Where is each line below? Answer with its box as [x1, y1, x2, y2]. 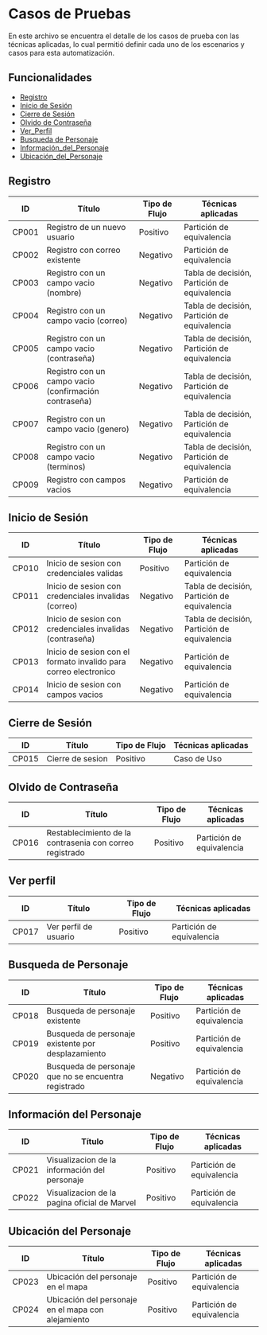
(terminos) [46, 461, 86, 472]
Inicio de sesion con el [46, 646, 130, 657]
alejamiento [46, 1314, 90, 1325]
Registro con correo [46, 244, 121, 255]
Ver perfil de [46, 920, 93, 932]
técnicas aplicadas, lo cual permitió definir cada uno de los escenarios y [8, 39, 245, 49]
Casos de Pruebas [8, 5, 131, 23]
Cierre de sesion [46, 753, 109, 765]
